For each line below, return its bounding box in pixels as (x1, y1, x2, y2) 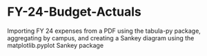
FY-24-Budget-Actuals (7, 4, 141, 20)
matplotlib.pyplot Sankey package (7, 41, 104, 49)
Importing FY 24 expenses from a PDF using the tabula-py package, (7, 27, 201, 35)
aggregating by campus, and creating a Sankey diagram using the (7, 33, 195, 42)
